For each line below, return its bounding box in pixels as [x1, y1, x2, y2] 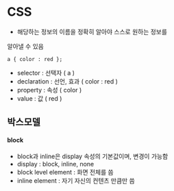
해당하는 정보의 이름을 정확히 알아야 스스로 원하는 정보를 [16, 27, 168, 36]
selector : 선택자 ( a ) [16, 68, 75, 77]
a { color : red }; [7, 55, 63, 62]
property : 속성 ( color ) [16, 86, 82, 94]
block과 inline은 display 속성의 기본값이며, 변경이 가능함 [16, 152, 169, 160]
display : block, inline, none [16, 160, 95, 168]
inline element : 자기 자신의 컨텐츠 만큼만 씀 [16, 176, 135, 185]
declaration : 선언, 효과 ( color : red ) [16, 77, 119, 86]
